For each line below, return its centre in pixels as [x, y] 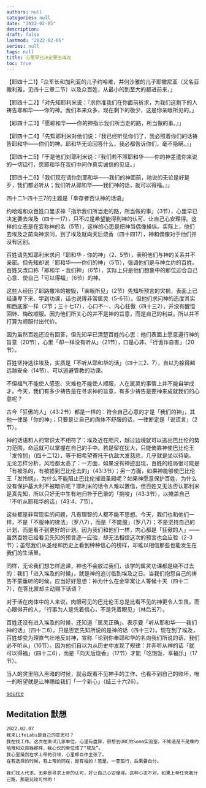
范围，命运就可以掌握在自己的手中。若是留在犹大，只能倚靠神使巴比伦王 [103, 447]
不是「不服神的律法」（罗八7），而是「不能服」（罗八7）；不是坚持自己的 [106, 522]
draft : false [23, 35]
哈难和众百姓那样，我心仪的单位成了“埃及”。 [55, 748]
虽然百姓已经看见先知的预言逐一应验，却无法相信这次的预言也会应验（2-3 [100, 537]
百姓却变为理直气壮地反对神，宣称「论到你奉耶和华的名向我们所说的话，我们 [103, 637]
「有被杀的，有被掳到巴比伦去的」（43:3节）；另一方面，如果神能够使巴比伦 [101, 471]
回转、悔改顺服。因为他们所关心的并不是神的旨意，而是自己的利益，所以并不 [103, 314]
